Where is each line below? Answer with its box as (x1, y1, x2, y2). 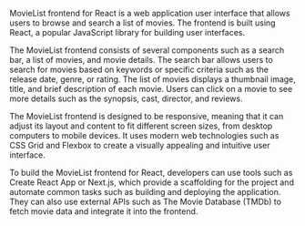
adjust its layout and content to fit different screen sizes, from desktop (9, 120, 273, 131)
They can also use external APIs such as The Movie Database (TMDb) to (9, 196, 282, 207)
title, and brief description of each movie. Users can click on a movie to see (9, 84, 293, 94)
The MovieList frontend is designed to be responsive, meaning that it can (9, 111, 284, 121)
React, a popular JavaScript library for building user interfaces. (9, 27, 246, 37)
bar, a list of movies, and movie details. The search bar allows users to (9, 55, 273, 65)
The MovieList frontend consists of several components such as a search (9, 45, 285, 56)
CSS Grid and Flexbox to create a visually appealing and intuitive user (9, 140, 270, 150)
